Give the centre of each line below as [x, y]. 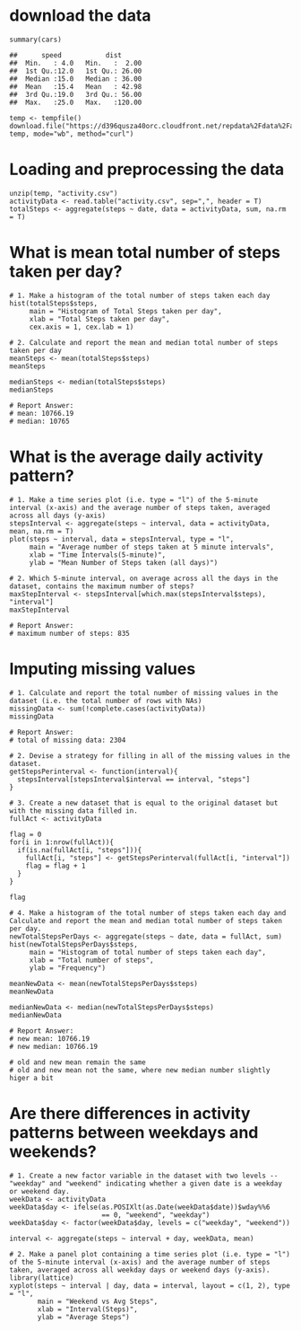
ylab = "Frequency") [67, 968]
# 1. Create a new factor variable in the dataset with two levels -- [144, 1176]
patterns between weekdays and [134, 1132]
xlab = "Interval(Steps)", [88, 1309]
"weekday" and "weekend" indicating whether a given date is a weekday [146, 1183]
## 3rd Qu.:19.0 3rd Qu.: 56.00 [76, 94]
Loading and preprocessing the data [147, 169]
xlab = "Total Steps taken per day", [99, 319]
